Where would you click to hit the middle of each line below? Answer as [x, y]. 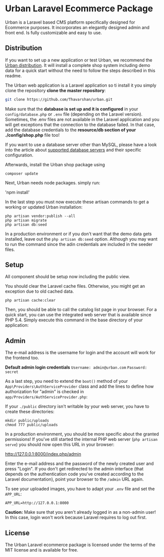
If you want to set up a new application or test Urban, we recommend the [79, 60]
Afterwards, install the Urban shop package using [55, 164]
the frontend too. [22, 358]
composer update [22, 173]
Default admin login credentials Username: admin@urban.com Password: [76, 368]
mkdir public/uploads [27, 421]
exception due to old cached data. [40, 291]
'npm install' [17, 192]
